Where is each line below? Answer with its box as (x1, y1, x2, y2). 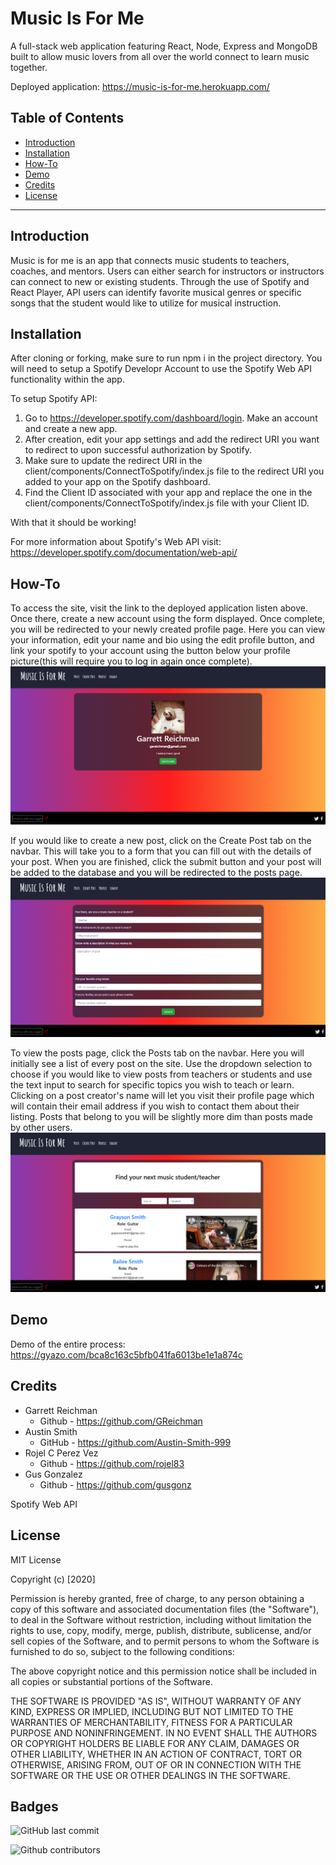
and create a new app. (24, 423, 118, 435)
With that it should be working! (10, 517, 137, 529)
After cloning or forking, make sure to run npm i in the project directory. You (10, 352, 323, 364)
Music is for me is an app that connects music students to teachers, (10, 254, 290, 266)
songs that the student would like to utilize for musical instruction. (10, 297, 282, 309)
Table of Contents (10, 110, 125, 127)
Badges (10, 1798, 59, 1815)
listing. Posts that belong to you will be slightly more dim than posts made (10, 1111, 313, 1123)
